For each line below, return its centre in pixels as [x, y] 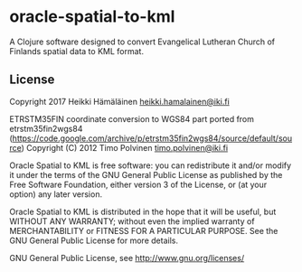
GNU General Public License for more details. [94, 240]
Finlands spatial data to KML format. [77, 51]
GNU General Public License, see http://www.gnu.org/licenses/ [127, 258]
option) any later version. [56, 194]
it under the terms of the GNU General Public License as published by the [146, 174]
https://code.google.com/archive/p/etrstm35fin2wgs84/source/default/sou [152, 138]
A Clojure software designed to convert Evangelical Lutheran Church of [142, 42]
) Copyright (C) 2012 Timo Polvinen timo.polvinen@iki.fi [125, 147]
